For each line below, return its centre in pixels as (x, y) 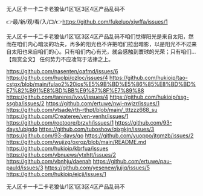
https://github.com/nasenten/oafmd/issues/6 (63, 71)
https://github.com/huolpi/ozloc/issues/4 (57, 78)
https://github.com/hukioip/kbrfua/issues (57, 148)
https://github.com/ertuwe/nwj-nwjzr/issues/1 (103, 103)
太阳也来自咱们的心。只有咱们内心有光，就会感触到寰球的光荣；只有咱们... (104, 51)
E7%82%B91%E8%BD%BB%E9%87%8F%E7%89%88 (75, 90)
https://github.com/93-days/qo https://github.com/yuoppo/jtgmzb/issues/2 (100, 136)
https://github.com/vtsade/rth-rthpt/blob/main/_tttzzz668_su (82, 110)
